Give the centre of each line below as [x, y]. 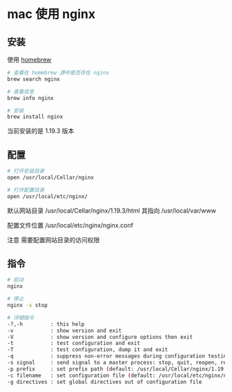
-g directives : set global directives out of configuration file [105, 382]
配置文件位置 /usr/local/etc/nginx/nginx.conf [70, 225]
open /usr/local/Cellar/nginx [51, 177]
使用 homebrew [29, 60]
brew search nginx [33, 79]
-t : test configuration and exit [74, 343]
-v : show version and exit [65, 331]
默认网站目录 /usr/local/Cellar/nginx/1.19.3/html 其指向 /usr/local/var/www [112, 210]
